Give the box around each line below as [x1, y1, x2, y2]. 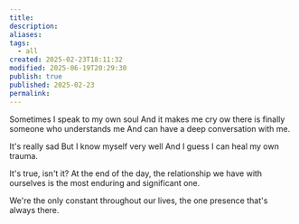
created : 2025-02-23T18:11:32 [9, 55, 124, 64]
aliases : [9, 30, 42, 39]
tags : [9, 38, 30, 48]
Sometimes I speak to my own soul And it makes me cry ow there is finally [9, 114, 285, 125]
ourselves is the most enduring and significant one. [9, 177, 201, 188]
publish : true [9, 72, 63, 81]
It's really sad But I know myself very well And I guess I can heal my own [9, 141, 280, 152]
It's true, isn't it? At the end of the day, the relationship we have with [9, 168, 263, 179]
